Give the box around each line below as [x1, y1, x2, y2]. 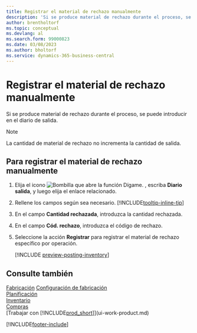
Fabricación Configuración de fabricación [6, 284, 107, 292]
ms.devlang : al [6, 31, 44, 37]
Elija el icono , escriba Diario [14, 182, 183, 189]
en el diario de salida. [6, 117, 58, 124]
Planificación [6, 290, 38, 298]
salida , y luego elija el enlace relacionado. [14, 187, 117, 195]
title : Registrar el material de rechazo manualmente [6, 8, 142, 15]
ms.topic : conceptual [6, 25, 60, 31]
